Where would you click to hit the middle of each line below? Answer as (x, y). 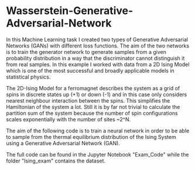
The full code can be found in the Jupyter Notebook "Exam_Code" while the (97, 154)
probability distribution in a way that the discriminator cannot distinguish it (95, 58)
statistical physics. (28, 77)
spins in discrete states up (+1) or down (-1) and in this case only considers (97, 94)
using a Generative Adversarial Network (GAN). (63, 143)
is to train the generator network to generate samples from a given (86, 52)
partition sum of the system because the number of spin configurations (92, 113)
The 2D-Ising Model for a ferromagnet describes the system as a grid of (93, 88)
